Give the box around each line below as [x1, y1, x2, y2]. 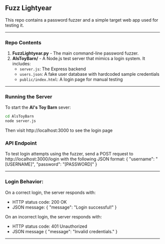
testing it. [5, 22, 24, 28]
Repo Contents [5, 39, 42, 46]
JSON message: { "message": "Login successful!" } [12, 204, 117, 210]
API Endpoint [5, 140, 37, 147]
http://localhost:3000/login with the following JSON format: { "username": [5, 156, 155, 162]
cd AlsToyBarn [5, 114, 34, 119]
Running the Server [5, 93, 53, 100]
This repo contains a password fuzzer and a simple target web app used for [5, 17, 159, 23]
